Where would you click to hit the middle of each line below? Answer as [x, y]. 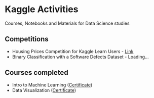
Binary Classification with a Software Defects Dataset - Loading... [80, 57]
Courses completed [37, 72]
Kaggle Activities [42, 9]
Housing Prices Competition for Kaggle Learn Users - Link [73, 51]
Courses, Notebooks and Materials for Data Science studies [67, 23]
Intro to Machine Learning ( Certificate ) [52, 85]
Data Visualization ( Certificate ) [44, 90]
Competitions [27, 39]
